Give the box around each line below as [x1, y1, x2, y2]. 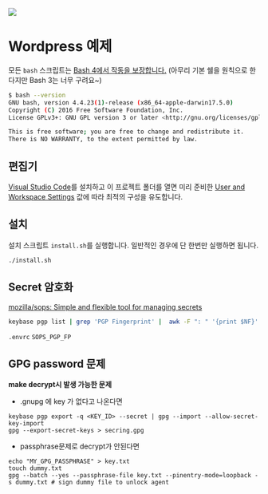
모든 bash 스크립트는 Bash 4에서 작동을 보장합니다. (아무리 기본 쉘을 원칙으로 [8, 65, 248, 75]
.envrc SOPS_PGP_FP [8, 334, 72, 342]
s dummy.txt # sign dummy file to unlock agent [8, 479, 170, 487]
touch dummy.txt [8, 464, 62, 472]
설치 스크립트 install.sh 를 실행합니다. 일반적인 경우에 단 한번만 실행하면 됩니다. [8, 240, 259, 250]
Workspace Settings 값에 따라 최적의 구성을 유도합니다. [8, 192, 183, 201]
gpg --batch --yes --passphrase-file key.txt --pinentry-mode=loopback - [8, 472, 259, 480]
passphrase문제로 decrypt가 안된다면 [19, 441, 140, 451]
